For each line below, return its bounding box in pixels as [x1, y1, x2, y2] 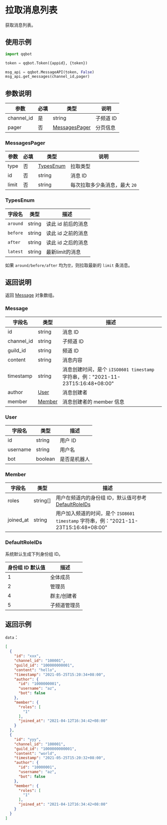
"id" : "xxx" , [14, 654, 41, 659]
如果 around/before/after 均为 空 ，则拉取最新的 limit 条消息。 [5, 262, 133, 268]
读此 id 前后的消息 [46, 220, 88, 227]
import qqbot [5, 51, 32, 56]
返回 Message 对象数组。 [5, 292, 57, 298]
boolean [36, 456, 56, 463]
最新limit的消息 [46, 248, 81, 255]
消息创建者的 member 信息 [62, 398, 125, 405]
